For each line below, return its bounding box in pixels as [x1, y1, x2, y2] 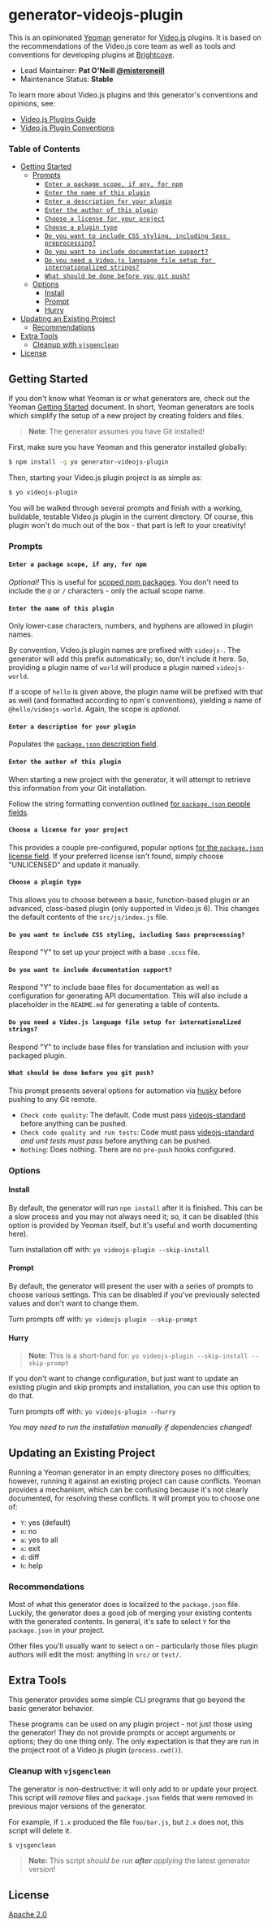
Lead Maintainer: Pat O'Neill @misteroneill [19, 65, 165, 75]
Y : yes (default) [19, 1518, 71, 1527]
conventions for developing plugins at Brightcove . [8, 50, 175, 59]
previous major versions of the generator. [8, 1801, 147, 1811]
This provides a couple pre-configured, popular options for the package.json [8, 842, 264, 852]
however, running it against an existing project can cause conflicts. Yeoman [8, 1476, 261, 1486]
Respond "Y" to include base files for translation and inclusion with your [8, 1042, 249, 1052]
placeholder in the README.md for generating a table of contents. [8, 1000, 220, 1009]
